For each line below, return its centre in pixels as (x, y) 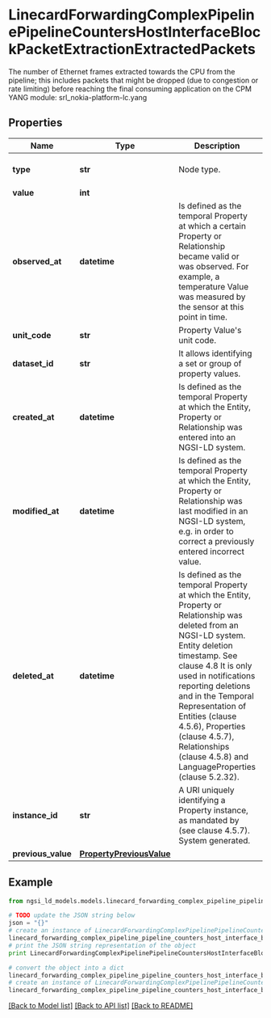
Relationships (204, 746)
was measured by (212, 297)
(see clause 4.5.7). (214, 830)
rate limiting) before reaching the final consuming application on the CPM (130, 89)
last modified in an (213, 511)
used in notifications (217, 675)
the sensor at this (211, 306)
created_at (33, 416)
